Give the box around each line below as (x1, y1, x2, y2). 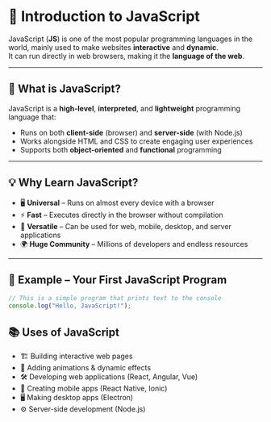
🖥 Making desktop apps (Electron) (19, 392, 134, 402)
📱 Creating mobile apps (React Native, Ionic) (19, 383, 168, 393)
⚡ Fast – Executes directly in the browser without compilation (19, 210, 223, 219)
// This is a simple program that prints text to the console (8, 295, 222, 303)
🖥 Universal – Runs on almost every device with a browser (19, 198, 215, 207)
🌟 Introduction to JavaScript (8, 7, 200, 26)
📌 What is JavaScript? (8, 82, 121, 96)
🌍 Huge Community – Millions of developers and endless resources (19, 239, 248, 249)
